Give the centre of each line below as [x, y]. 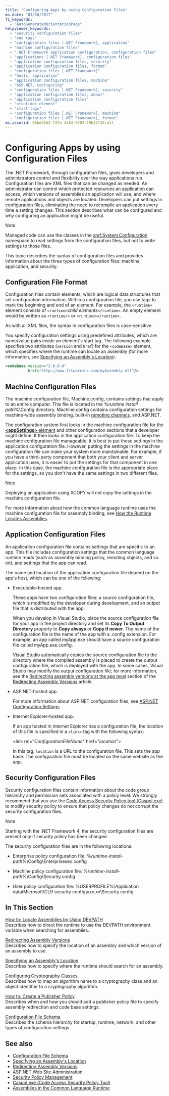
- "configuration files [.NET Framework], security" [66, 90]
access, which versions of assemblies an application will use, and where [80, 194]
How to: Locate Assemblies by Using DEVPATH [54, 920]
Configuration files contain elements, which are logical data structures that [83, 294]
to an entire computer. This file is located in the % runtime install [71, 404]
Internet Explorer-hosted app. [43, 716]
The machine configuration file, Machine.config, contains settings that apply [84, 399]
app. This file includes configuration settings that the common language [80, 552]
